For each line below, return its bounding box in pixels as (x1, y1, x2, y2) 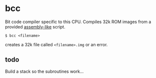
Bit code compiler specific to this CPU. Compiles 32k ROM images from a (5, 19, 152, 25)
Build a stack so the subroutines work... (5, 68, 84, 74)
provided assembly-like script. (5, 24, 65, 29)
